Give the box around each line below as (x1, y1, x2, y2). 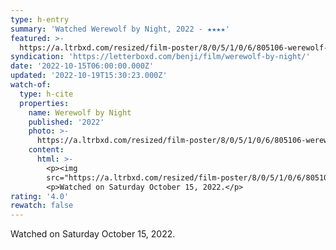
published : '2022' (28, 117, 105, 127)
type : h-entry (10, 14, 70, 25)
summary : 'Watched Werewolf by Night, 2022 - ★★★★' (10, 24, 230, 34)
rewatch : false (10, 201, 74, 211)
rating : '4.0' (10, 191, 70, 201)
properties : (19, 98, 70, 108)
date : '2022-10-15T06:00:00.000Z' (10, 61, 155, 71)
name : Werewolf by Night (28, 107, 132, 118)
